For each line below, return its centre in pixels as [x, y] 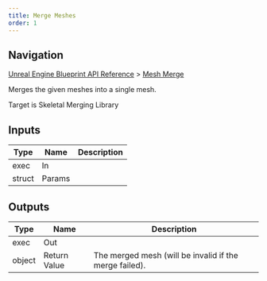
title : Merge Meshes [43, 15]
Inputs [25, 130]
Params [56, 179]
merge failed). [120, 265]
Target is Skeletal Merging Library [64, 105]
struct [23, 179]
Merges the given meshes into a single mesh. [82, 90]
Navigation [36, 55]
